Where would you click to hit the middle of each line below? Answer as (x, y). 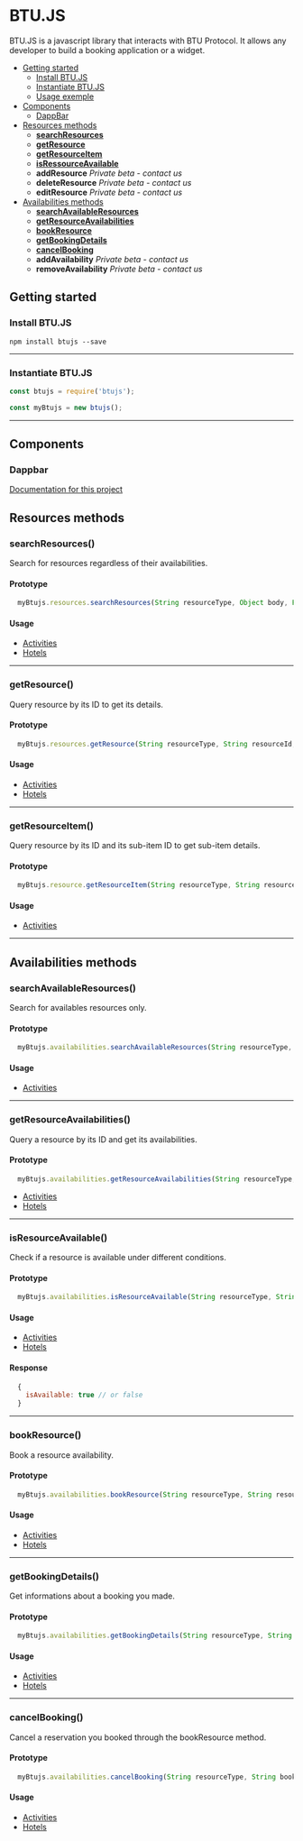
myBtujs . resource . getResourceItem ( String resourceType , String (138, 885)
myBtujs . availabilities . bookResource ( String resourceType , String (145, 1494)
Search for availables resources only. (78, 1008)
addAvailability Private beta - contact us (112, 259)
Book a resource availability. (62, 1455)
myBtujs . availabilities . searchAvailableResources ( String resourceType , (155, 1048)
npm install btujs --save (58, 342)
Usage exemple (65, 96)
